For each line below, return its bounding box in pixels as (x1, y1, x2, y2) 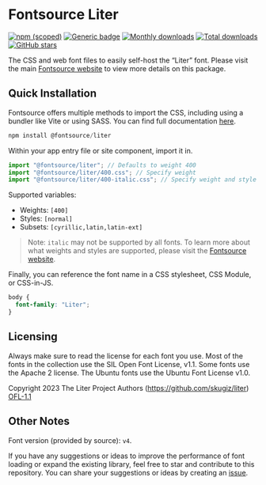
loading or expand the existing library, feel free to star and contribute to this (8, 459, 255, 468)
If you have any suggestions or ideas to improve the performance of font (8, 451, 245, 460)
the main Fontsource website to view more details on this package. (8, 63, 226, 73)
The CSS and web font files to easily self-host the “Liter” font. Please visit (8, 55, 249, 65)
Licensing (8, 330, 58, 343)
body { (8, 294, 30, 301)
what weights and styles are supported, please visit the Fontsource (27, 246, 247, 256)
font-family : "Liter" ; (15, 301, 90, 309)
